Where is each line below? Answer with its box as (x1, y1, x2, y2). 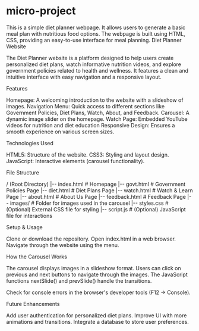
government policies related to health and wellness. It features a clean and (6, 67, 189, 74)
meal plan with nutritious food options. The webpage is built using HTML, (6, 30, 185, 37)
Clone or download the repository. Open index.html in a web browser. (6, 235, 176, 242)
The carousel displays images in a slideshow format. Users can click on (6, 264, 181, 271)
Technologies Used (6, 139, 53, 146)
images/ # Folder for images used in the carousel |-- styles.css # (10, 199, 169, 207)
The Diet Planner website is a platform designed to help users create (6, 54, 174, 61)
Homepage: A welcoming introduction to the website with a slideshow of (6, 96, 184, 104)
